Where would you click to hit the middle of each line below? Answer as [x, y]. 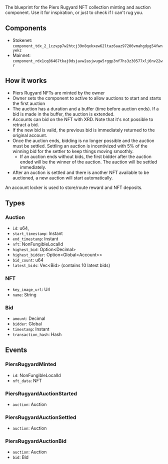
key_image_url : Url [31, 289]
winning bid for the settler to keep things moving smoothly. [73, 151]
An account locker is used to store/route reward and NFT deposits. [74, 187]
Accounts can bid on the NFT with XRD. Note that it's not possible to [83, 119]
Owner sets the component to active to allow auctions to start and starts [87, 98]
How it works [26, 81]
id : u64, [20, 228]
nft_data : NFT [27, 380]
